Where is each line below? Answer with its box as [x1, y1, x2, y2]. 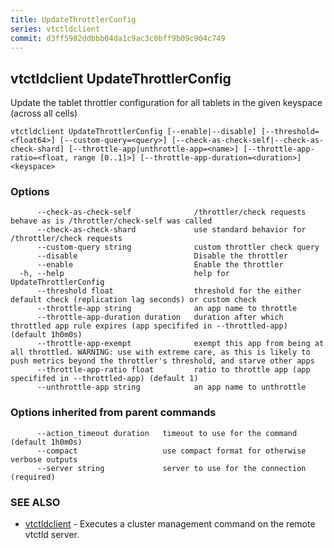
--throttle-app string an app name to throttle [36, 304, 298, 314]
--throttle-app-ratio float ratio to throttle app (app [36, 365, 311, 375]
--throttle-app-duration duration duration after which [36, 312, 284, 323]
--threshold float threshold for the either [36, 286, 302, 296]
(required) [10, 472, 56, 482]
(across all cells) [10, 107, 78, 120]
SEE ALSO [10, 495, 61, 509]
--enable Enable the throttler [36, 260, 284, 270]
